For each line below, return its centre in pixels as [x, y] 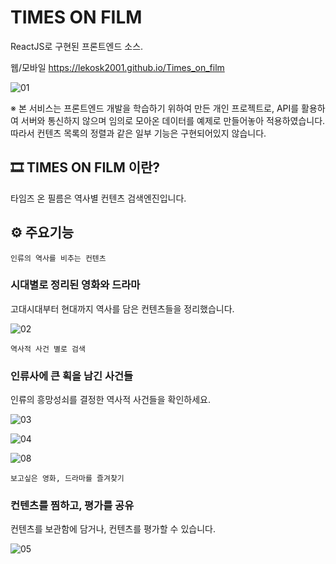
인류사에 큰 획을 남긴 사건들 [72, 376]
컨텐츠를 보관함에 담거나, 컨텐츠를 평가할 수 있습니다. [113, 529]
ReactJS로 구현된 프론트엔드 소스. [77, 46]
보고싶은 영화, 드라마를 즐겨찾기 [67, 479]
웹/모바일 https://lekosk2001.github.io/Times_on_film [117, 67]
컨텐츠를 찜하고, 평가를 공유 [72, 506]
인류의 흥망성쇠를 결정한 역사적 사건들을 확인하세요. [110, 400]
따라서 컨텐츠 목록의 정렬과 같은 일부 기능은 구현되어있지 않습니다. [138, 133]
